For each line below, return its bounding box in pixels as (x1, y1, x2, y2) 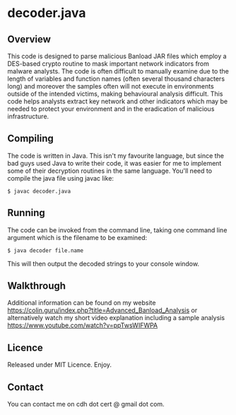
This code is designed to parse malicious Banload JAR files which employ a (7, 52, 228, 60)
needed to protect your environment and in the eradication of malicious (7, 105, 215, 113)
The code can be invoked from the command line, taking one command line (7, 225, 228, 234)
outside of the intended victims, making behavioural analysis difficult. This (7, 90, 223, 98)
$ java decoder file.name (7, 246, 83, 254)
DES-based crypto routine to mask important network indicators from (7, 59, 210, 68)
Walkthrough (7, 280, 66, 292)
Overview (7, 33, 52, 45)
